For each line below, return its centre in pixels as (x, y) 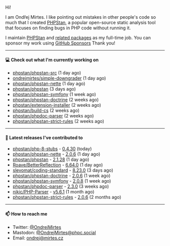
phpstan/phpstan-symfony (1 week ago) (54, 94)
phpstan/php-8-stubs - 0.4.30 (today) (52, 149)
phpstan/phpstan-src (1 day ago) (47, 73)
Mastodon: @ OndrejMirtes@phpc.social (54, 232)
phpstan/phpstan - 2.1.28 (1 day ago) (51, 159)
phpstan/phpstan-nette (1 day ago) (49, 84)
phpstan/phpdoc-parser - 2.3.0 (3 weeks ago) (61, 186)
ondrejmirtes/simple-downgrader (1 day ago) (59, 78)
